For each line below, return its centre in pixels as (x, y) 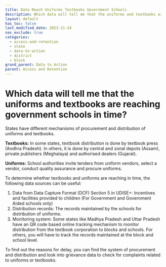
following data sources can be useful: (43, 183)
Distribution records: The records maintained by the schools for (77, 208)
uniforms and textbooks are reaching (83, 104)
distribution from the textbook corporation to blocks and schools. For (83, 229)
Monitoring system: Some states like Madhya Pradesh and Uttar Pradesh (86, 219)
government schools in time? (66, 115)
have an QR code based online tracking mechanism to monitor (76, 224)
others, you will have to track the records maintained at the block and (83, 234)
